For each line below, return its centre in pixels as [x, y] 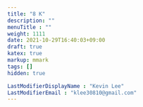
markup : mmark [28, 60]
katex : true [25, 54]
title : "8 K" [26, 14]
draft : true [25, 47]
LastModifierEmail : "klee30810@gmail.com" [72, 93]
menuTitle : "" [30, 27]
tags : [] [20, 67]
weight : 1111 [26, 34]
